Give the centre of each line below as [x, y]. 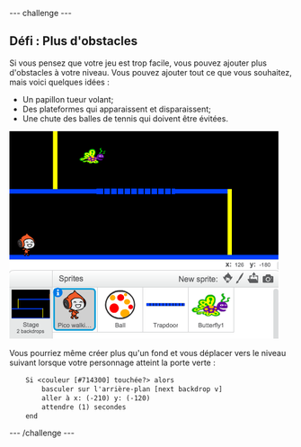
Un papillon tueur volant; [68, 99]
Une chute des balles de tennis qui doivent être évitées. [125, 118]
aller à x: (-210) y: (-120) [96, 398]
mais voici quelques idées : [59, 82]
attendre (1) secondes [84, 407]
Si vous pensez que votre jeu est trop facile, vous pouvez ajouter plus [138, 63]
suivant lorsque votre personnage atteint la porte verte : [112, 362]
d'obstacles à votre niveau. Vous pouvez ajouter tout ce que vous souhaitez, [150, 72]
